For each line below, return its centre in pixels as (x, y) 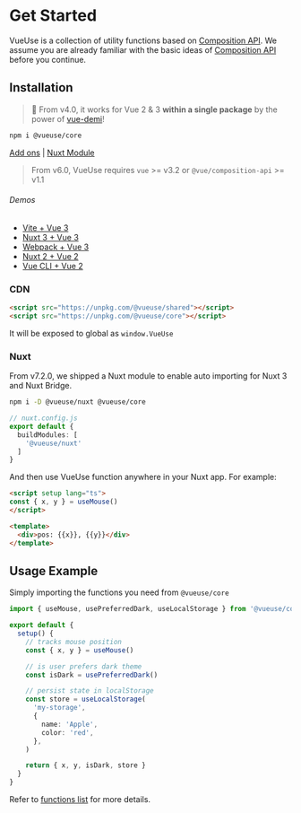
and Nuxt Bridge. (41, 386)
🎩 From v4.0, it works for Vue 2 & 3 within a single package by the (154, 109)
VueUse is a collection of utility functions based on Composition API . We (143, 40)
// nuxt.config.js (43, 418)
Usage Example (54, 571)
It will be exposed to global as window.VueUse (91, 333)
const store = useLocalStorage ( (86, 699)
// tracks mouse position (74, 642)
